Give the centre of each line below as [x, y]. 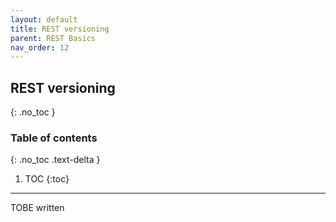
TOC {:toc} [47, 179]
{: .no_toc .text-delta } [55, 160]
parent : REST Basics [53, 38]
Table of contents [54, 138]
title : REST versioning [60, 29]
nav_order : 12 [40, 47]
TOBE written [37, 208]
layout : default [44, 19]
